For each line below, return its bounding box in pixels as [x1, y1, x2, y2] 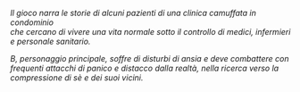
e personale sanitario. [10, 36, 91, 46]
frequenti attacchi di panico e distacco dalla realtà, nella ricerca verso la [10, 63, 279, 73]
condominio [10, 17, 54, 28]
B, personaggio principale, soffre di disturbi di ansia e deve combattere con [10, 54, 289, 63]
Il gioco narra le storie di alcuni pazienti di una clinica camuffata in [10, 8, 257, 18]
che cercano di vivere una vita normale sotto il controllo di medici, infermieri [10, 27, 291, 37]
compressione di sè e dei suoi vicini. [10, 72, 144, 83]
